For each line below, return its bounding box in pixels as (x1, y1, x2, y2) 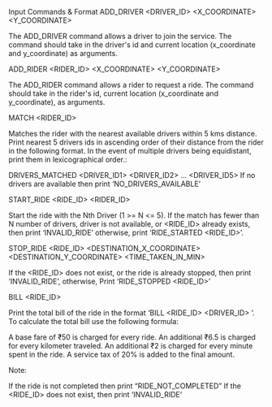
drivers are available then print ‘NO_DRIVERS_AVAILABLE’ (8, 179, 201, 188)
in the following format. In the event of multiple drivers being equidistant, (8, 146, 252, 155)
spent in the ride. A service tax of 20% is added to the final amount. (8, 349, 235, 359)
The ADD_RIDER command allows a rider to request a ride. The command (8, 80, 254, 89)
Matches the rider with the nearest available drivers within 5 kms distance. (8, 129, 257, 138)
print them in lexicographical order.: (8, 154, 127, 164)
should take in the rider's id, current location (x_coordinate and (8, 89, 219, 98)
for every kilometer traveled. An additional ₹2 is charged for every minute (8, 341, 253, 350)
